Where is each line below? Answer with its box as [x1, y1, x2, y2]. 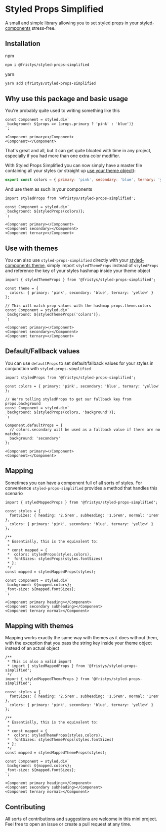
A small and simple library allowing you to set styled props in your [5, 20, 139, 26]
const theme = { [5, 286, 39, 291]
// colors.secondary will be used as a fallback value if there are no [9, 427, 161, 432]
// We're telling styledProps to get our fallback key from [5, 396, 132, 402]
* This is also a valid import [7, 659, 72, 665]
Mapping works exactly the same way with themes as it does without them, [5, 635, 158, 641]
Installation [5, 40, 41, 48]
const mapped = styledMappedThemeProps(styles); [5, 750, 107, 755]
